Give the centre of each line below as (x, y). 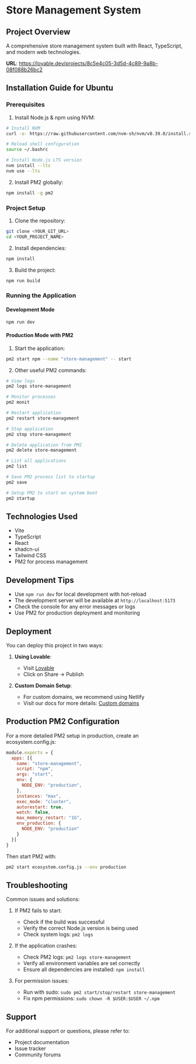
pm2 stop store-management (39, 434)
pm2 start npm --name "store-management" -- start (69, 359)
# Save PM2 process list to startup (50, 477)
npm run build (23, 281)
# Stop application (30, 429)
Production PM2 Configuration (63, 721)
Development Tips (40, 580)
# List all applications (36, 461)
